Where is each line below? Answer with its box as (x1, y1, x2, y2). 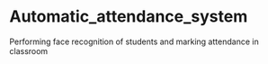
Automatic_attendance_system (9, 6, 248, 27)
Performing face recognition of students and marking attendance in (9, 36, 259, 47)
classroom (9, 45, 49, 56)
